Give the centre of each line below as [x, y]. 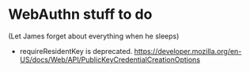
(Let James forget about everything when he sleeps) [94, 36]
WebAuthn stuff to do [80, 14]
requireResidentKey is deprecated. [76, 51]
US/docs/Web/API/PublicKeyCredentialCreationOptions [110, 59]
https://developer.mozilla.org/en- [188, 51]
